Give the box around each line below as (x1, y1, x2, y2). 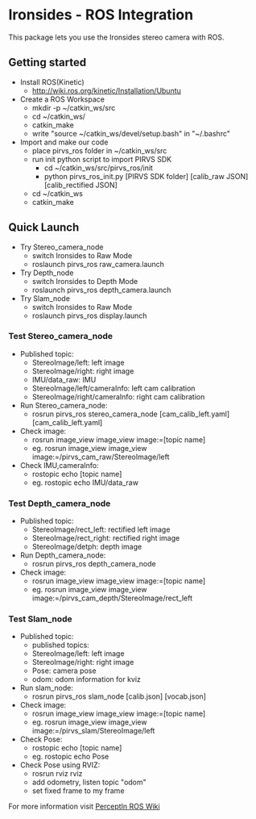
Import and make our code (19, 137, 109, 147)
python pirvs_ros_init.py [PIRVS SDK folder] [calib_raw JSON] (43, 171, 249, 181)
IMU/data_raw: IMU (31, 374, 97, 384)
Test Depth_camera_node (8, 498, 111, 509)
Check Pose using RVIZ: (19, 760, 101, 770)
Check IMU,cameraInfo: (19, 460, 99, 470)
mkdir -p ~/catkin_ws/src (31, 102, 116, 112)
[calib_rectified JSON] (43, 180, 118, 190)
